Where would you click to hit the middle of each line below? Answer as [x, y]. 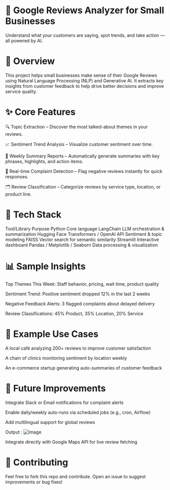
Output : [14, 432]
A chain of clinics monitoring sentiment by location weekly [66, 358]
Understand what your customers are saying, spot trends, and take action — [85, 35]
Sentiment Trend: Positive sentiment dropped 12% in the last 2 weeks [78, 294]
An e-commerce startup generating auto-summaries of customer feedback [84, 367]
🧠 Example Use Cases [52, 334]
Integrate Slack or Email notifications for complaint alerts [64, 402]
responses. [17, 176]
